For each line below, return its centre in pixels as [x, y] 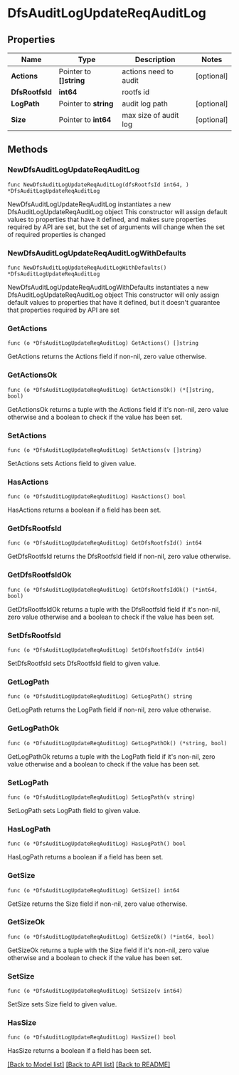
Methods [28, 150]
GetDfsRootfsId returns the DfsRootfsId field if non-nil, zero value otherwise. [119, 556]
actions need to [148, 71]
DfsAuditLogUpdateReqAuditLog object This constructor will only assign [113, 295]
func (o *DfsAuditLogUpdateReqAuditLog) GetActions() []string [103, 343]
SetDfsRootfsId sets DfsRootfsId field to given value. [84, 663]
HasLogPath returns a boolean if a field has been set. [85, 857]
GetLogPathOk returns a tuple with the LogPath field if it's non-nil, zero [111, 756]
